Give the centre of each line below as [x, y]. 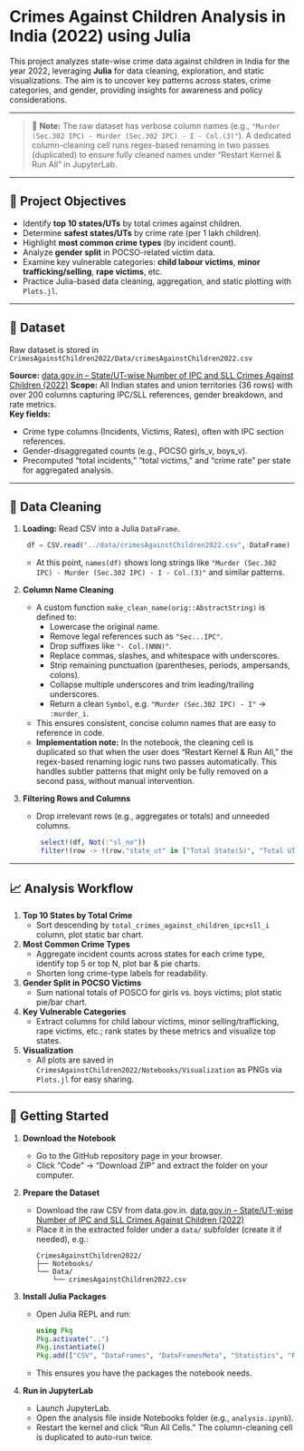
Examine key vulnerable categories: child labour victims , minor [141, 261]
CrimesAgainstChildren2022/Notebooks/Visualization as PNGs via [159, 1069]
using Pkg [55, 1330]
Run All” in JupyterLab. [74, 164]
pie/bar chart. [62, 1002]
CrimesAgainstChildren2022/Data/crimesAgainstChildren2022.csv [131, 358]
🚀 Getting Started [59, 1117]
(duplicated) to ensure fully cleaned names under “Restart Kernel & [157, 154]
